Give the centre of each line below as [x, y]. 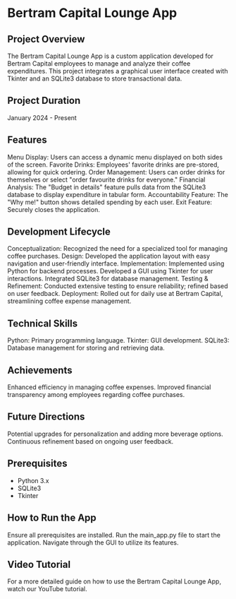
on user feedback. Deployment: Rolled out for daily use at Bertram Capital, [115, 294]
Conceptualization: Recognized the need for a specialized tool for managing [117, 249]
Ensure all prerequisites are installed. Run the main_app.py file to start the [114, 535]
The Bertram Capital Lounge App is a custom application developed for [110, 56]
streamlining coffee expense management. [69, 301]
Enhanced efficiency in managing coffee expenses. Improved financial [109, 387]
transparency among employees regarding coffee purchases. [96, 395]
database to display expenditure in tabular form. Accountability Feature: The [118, 194]
